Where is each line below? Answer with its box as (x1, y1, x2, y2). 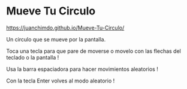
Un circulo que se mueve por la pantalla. (6, 35, 106, 43)
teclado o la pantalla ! (6, 54, 59, 61)
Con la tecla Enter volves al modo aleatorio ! (6, 77, 115, 84)
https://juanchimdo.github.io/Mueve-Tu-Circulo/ (6, 24, 125, 31)
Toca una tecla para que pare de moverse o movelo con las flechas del (6, 47, 181, 55)
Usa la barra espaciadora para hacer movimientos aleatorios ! (6, 65, 159, 73)
